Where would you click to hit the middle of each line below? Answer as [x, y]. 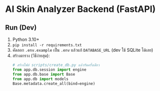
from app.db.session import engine [49, 70]
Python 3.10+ [26, 39]
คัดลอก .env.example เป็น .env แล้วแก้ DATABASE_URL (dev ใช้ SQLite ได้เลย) [83, 50]
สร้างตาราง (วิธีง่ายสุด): [31, 55]
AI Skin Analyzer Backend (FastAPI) [80, 9]
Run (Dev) [21, 28]
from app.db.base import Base [44, 74]
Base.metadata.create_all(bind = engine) [54, 84]
